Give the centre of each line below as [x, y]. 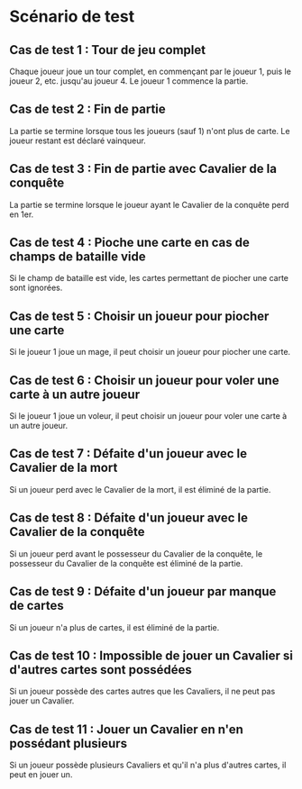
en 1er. [22, 214]
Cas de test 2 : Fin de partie [88, 109]
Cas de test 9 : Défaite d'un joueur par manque [143, 592]
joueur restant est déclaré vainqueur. [78, 141]
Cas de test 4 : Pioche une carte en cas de [129, 243]
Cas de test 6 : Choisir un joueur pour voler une [144, 380]
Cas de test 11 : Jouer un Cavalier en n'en [126, 729]
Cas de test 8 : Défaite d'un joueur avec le [129, 518]
